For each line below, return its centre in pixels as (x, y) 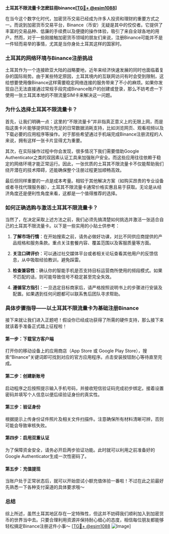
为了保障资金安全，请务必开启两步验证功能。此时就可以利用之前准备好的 (80, 450)
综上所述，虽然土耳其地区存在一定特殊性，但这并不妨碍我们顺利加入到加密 (82, 513)
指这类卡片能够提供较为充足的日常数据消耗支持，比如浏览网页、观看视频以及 (84, 127)
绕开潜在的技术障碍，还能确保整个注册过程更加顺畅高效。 (65, 170)
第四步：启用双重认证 (27, 438)
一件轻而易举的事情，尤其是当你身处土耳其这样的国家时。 (65, 44)
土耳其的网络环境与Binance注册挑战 (49, 58)
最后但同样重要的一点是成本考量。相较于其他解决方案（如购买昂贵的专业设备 (84, 180)
